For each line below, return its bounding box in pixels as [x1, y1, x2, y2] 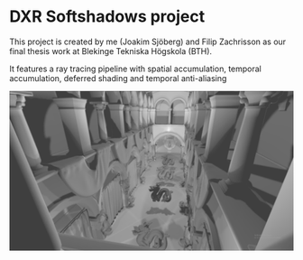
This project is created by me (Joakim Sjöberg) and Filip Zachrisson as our [9, 36, 287, 47]
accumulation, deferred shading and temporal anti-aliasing [9, 72, 227, 83]
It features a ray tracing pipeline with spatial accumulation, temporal [9, 63, 262, 74]
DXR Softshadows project [9, 6, 206, 27]
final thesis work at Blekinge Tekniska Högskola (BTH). [9, 45, 213, 56]
